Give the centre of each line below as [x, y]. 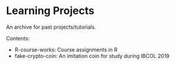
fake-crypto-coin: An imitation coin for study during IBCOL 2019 [92, 56]
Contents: [18, 38]
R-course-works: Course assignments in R [66, 49]
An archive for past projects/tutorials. [51, 27]
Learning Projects [50, 11]
